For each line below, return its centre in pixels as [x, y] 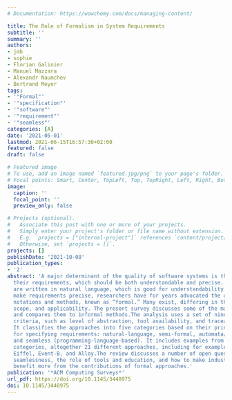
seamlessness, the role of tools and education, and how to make [109, 360]
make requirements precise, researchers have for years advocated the [117, 296]
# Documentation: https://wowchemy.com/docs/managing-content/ [100, 13]
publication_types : [35, 264]
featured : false [30, 148]
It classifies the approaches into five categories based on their [113, 328]
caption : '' [31, 193]
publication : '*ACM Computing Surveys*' [66, 373]
